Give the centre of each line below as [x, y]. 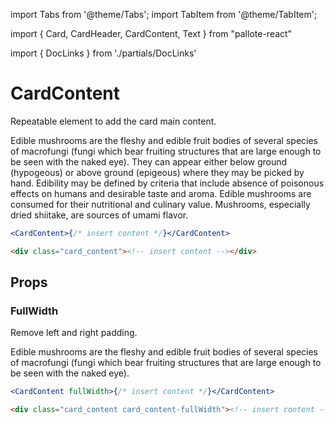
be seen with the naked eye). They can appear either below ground [149, 161]
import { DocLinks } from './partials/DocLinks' [103, 53]
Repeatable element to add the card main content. [113, 121]
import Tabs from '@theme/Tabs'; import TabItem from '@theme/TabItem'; [164, 14]
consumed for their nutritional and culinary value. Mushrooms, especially [160, 204]
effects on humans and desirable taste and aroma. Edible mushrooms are [161, 193]
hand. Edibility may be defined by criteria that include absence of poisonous [167, 183]
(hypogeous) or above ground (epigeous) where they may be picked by [157, 172]
